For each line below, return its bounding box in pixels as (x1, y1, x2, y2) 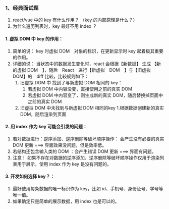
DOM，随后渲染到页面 (20, 111, 67, 117)
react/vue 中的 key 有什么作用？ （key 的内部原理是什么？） (12, 17, 138, 23)
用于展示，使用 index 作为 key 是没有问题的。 (17, 161, 112, 167)
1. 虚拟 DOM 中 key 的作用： (5, 35, 64, 41)
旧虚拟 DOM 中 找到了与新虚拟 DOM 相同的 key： (20, 79, 123, 85)
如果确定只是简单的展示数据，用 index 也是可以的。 (12, 198, 120, 204)
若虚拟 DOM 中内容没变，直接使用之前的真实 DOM (27, 86, 133, 92)
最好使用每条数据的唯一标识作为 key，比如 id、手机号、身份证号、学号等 (12, 185, 163, 191)
